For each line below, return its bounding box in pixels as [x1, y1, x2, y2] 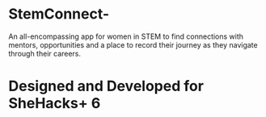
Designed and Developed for [8, 77, 205, 95]
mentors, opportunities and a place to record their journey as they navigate [8, 40, 258, 49]
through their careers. [8, 48, 82, 58]
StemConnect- [8, 5, 110, 23]
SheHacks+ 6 [8, 94, 101, 113]
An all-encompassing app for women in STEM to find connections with [8, 31, 244, 41]
